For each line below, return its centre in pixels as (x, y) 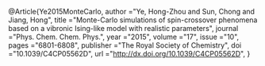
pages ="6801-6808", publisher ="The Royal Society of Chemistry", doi (125, 45)
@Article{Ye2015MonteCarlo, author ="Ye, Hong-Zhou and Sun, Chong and (132, 12)
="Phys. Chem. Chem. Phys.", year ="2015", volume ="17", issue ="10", (124, 37)
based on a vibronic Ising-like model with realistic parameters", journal (123, 28)
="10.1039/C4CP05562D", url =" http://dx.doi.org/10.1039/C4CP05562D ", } (129, 54)
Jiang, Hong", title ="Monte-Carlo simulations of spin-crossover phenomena (133, 20)
